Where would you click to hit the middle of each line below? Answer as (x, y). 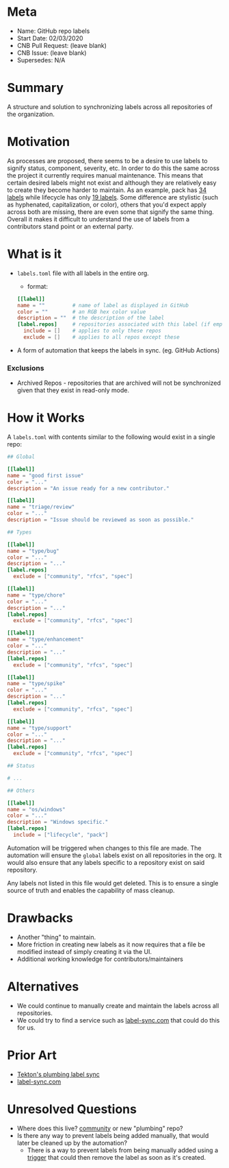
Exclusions (26, 368)
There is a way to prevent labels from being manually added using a (123, 1150)
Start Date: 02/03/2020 (50, 38)
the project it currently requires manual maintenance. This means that (105, 175)
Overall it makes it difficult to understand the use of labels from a (98, 219)
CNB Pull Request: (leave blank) (62, 45)
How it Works (46, 418)
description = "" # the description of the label (91, 318)
